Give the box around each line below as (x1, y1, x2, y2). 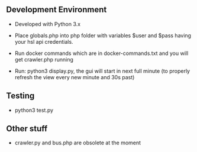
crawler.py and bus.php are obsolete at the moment (14, 139, 141, 147)
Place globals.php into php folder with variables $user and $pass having (14, 32, 191, 39)
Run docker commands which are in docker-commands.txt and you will (14, 50, 189, 57)
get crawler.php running (14, 56, 74, 63)
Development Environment (6, 5, 107, 15)
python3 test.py (14, 106, 54, 114)
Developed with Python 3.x (14, 20, 81, 27)
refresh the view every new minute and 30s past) (14, 73, 135, 80)
